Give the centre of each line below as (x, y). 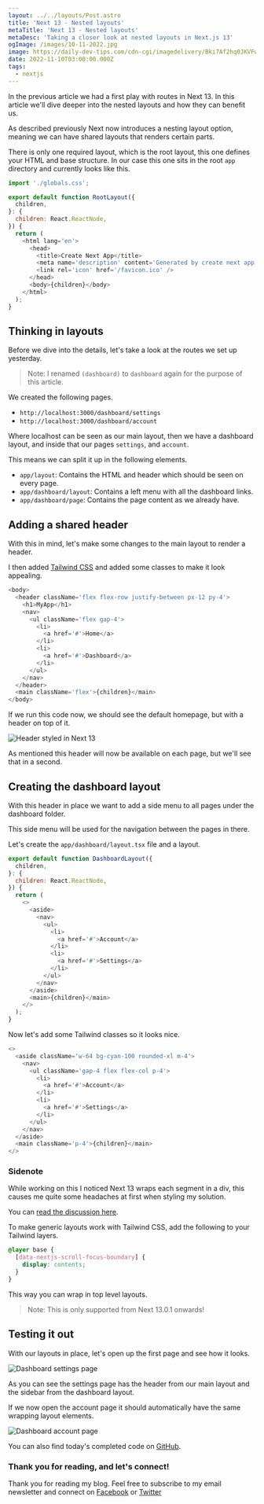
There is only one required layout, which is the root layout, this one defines (129, 152)
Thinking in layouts (56, 331)
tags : (17, 67)
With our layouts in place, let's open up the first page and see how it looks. (129, 1353)
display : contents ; (54, 1265)
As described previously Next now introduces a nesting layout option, (121, 128)
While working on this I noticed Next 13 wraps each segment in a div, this (126, 1189)
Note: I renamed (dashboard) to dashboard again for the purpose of (135, 373)
